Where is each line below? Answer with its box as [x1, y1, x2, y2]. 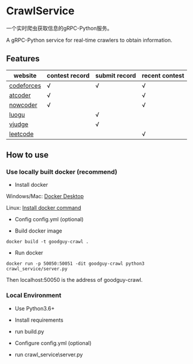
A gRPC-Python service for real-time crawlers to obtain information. [6, 36, 173, 43]
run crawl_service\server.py [14, 351, 83, 358]
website [14, 71, 37, 80]
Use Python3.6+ [14, 305, 55, 312]
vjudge [9, 120, 29, 128]
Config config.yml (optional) [14, 216, 84, 223]
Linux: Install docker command [6, 204, 81, 212]
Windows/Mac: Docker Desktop [6, 193, 84, 200]
